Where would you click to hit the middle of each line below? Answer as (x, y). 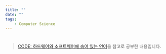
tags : (11, 19)
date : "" (14, 14)
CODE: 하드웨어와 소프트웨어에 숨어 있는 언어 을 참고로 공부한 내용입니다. (89, 46)
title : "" (16, 10)
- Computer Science (35, 24)
